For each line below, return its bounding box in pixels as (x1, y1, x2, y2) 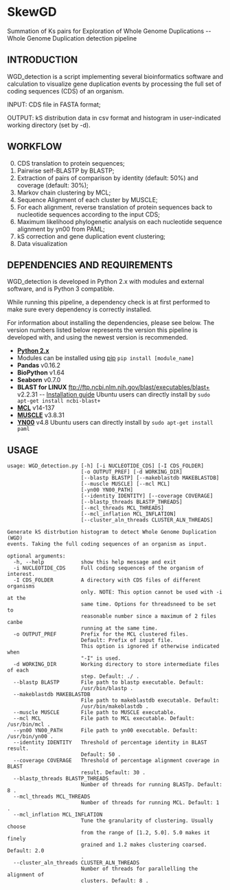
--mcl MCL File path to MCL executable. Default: (13, 715, 195, 722)
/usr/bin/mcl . (7, 721, 51, 728)
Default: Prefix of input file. (80, 637, 174, 644)
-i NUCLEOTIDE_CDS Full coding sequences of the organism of (13, 565, 205, 572)
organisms (7, 583, 36, 590)
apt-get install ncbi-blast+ (16, 398, 101, 405)
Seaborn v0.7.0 (16, 376, 61, 384)
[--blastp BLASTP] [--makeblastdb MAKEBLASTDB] (80, 475, 220, 482)
